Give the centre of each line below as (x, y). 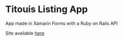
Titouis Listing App (47, 9)
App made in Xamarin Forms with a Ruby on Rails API (62, 23)
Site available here (25, 33)
